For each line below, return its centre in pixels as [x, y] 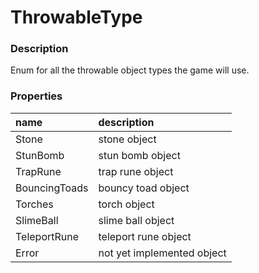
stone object [127, 139]
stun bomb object [139, 155]
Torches [34, 204]
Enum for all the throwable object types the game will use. [130, 70]
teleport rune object [145, 236]
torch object [126, 204]
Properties [36, 96]
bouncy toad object [144, 188]
